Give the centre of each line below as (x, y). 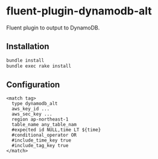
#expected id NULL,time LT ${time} (56, 130)
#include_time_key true (41, 140)
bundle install (25, 60)
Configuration (33, 84)
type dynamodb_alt (35, 104)
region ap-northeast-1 (40, 119)
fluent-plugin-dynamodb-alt (79, 11)
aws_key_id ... (31, 109)
